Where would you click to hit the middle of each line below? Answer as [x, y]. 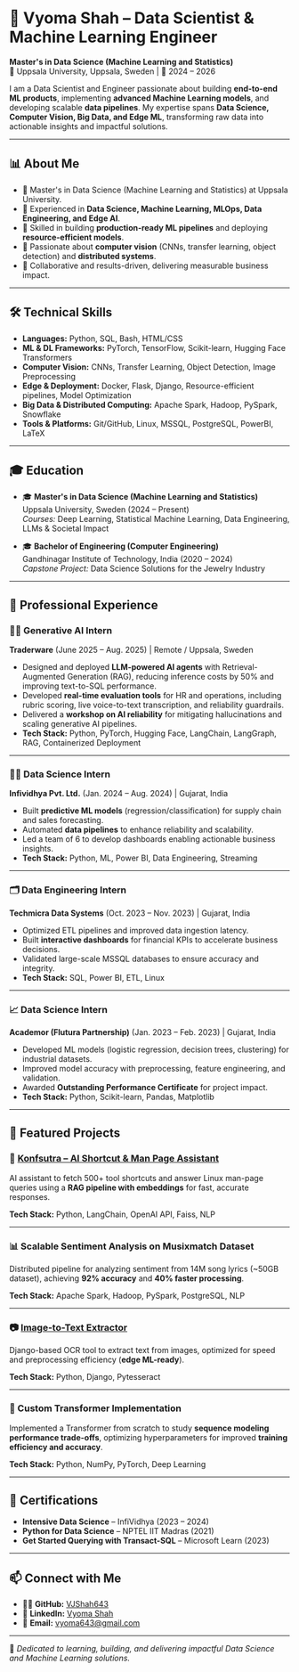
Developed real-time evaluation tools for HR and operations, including [152, 696]
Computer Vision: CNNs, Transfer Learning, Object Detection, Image [149, 367]
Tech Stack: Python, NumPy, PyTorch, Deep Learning [108, 1464]
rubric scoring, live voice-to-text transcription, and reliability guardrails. [153, 705]
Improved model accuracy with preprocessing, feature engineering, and [154, 1068]
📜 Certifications [54, 1500]
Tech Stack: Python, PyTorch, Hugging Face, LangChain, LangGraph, [149, 733]
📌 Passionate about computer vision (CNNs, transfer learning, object [149, 246]
